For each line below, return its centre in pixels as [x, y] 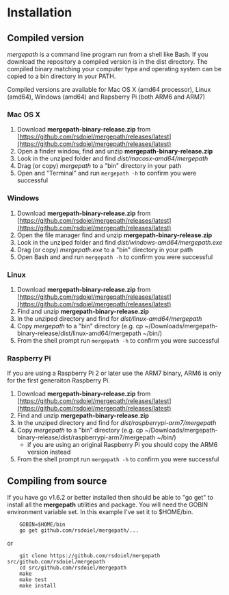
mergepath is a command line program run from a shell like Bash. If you [108, 54]
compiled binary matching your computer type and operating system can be [114, 69]
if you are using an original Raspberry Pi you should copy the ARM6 [122, 445]
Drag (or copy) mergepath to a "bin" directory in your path [99, 166]
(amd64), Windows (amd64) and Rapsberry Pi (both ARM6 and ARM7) [106, 97]
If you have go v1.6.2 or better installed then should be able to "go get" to [110, 497]
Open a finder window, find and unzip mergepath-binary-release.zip [115, 151]
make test [33, 580]
